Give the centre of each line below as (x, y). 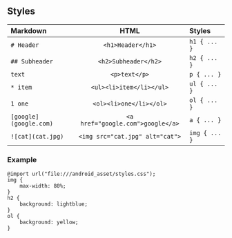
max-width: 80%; (43, 186)
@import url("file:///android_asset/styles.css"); (81, 174)
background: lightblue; (54, 204)
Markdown (29, 30)
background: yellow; (49, 222)
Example (22, 159)
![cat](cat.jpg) (37, 136)
